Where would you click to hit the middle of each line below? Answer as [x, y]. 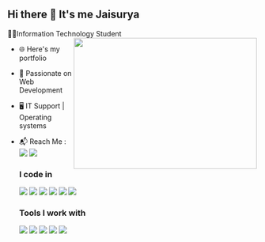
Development [41, 90]
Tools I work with [52, 213]
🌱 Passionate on [45, 73]
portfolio [32, 58]
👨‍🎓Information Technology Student [64, 33]
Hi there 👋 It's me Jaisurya [74, 15]
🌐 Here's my [39, 49]
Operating [35, 117]
